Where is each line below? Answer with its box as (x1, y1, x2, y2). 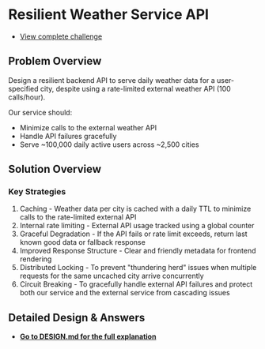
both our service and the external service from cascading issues (19, 288, 231, 298)
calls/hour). (8, 92, 46, 102)
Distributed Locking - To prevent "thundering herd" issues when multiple (19, 263, 257, 272)
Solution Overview (8, 163, 101, 176)
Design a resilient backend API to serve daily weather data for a (8, 75, 215, 84)
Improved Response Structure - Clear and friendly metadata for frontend (19, 246, 256, 256)
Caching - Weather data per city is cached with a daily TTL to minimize (19, 204, 252, 214)
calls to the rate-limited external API (19, 212, 137, 222)
